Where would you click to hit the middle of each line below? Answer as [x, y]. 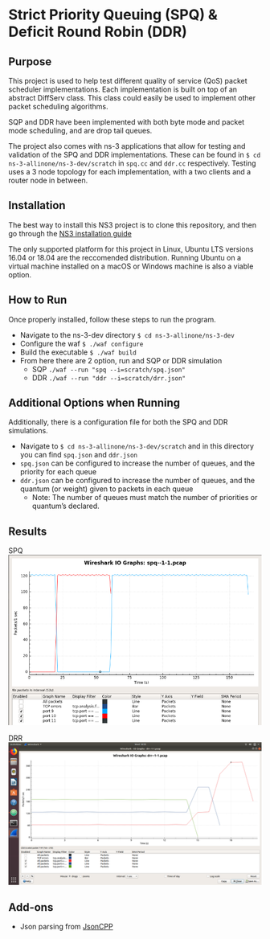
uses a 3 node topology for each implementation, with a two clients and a [130, 172]
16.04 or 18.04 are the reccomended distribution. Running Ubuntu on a [125, 257]
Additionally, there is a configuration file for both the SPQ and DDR [118, 422]
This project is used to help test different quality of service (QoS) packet [128, 81]
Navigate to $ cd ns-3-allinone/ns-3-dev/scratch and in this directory [137, 446]
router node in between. [48, 180]
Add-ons [31, 907]
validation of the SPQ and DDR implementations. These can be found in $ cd [135, 155]
